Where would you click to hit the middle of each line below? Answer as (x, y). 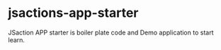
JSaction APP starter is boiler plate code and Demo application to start (111, 32)
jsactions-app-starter (73, 13)
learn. (17, 39)
